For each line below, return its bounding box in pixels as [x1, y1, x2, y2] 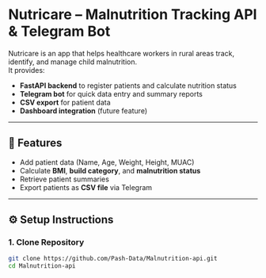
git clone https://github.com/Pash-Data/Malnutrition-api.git [8, 255, 218, 263]
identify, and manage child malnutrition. [8, 57, 138, 67]
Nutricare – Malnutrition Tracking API [8, 6, 257, 24]
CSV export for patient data [19, 97, 111, 107]
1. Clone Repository [8, 237, 85, 248]
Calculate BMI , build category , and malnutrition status [19, 166, 201, 175]
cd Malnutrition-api [8, 262, 77, 270]
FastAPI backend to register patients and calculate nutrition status [19, 81, 237, 90]
